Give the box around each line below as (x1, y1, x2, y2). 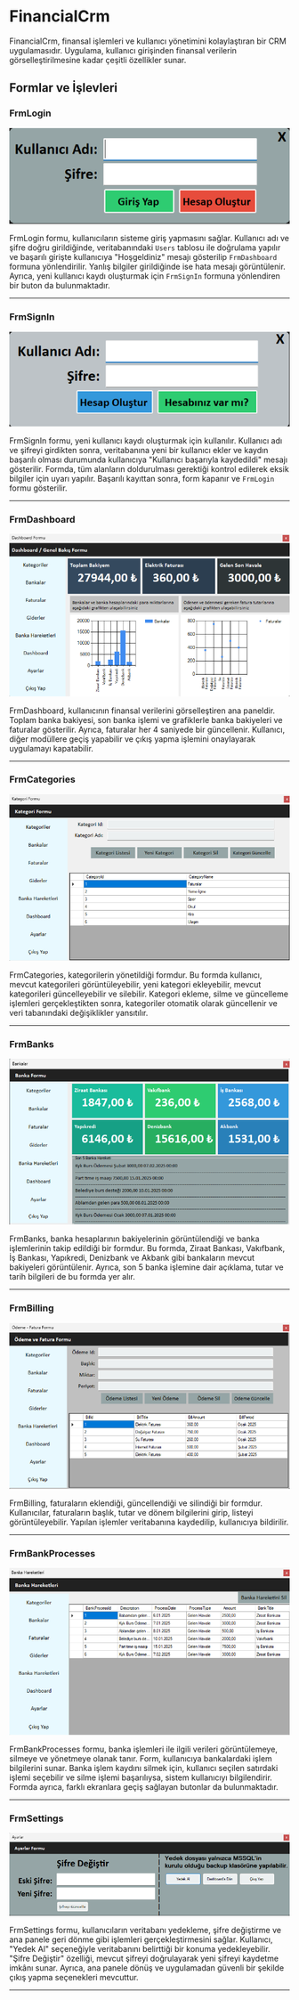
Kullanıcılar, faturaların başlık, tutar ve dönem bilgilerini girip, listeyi (9, 1507, 254, 1517)
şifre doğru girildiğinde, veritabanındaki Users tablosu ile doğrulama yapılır (9, 242, 281, 253)
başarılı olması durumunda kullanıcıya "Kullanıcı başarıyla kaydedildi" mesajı (9, 454, 287, 465)
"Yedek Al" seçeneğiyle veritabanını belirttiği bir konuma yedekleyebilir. (9, 1944, 271, 1955)
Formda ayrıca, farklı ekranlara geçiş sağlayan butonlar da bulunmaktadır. (9, 1781, 279, 1792)
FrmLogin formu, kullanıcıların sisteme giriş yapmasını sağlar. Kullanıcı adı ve (9, 233, 289, 244)
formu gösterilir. (9, 483, 69, 493)
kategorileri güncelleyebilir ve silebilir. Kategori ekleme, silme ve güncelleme (9, 988, 289, 999)
